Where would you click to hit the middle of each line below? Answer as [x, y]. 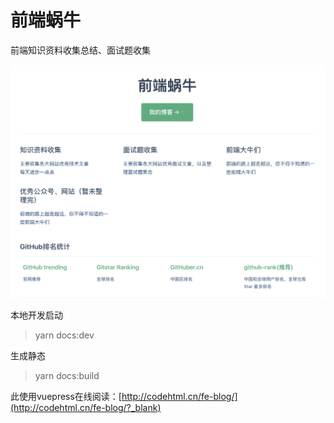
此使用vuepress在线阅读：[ [66, 396]
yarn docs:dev [64, 335]
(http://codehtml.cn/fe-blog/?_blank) [86, 407]
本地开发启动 [36, 315]
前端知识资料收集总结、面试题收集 [80, 50]
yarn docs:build [67, 375]
